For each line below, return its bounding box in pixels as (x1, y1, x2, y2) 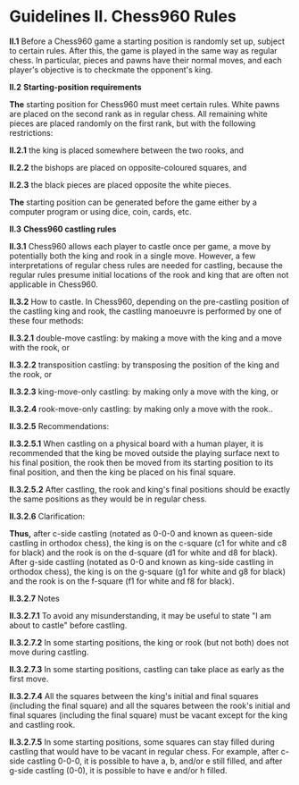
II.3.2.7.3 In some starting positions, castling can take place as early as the (9, 663, 285, 674)
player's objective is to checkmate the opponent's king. (9, 64, 213, 75)
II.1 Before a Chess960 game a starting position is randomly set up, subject (9, 36, 286, 46)
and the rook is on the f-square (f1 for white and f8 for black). (9, 575, 235, 587)
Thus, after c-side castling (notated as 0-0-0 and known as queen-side (9, 528, 273, 538)
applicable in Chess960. (9, 279, 98, 290)
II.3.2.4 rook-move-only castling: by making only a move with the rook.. (9, 403, 274, 414)
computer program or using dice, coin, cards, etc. (9, 206, 192, 216)
